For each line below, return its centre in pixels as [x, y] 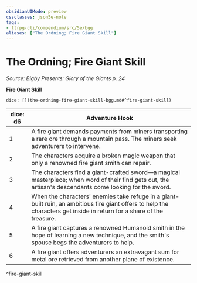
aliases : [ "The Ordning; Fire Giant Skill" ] [61, 33]
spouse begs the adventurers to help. [83, 243]
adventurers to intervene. [66, 146]
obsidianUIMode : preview [36, 11]
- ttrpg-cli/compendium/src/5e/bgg [50, 28]
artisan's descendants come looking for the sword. [101, 187]
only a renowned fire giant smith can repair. [91, 163]
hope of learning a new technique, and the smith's [100, 236]
